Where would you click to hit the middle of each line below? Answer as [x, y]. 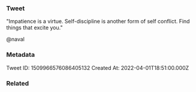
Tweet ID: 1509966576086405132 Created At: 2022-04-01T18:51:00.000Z [98, 68]
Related [18, 83]
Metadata [20, 55]
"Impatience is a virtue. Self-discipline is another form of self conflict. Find [98, 22]
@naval [16, 39]
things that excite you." [34, 27]
